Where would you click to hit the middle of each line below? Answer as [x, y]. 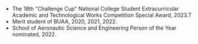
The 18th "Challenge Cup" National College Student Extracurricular [95, 9]
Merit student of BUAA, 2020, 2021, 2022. [64, 21]
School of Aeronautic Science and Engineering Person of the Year [94, 28]
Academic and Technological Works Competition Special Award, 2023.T [102, 15]
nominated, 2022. [34, 34]
